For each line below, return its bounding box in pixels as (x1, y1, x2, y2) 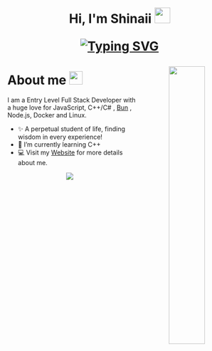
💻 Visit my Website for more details (17, 148, 123, 157)
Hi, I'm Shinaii (68, 11, 152, 27)
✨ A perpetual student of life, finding (17, 125, 126, 133)
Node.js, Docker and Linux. (7, 111, 87, 120)
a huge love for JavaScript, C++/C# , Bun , (7, 103, 132, 112)
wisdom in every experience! (17, 132, 103, 142)
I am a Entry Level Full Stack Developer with (7, 96, 137, 105)
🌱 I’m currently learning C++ (17, 140, 101, 149)
